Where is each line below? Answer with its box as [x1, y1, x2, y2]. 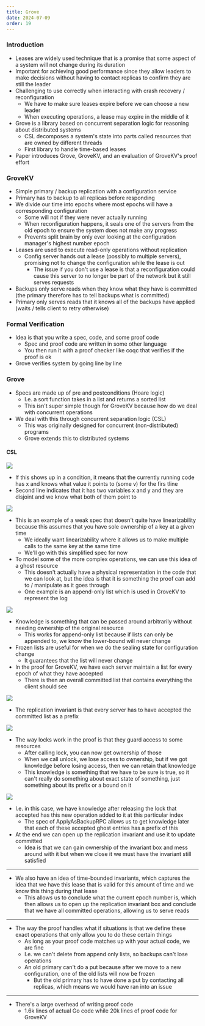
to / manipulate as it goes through [24, 581, 109, 589]
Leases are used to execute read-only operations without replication [15, 246, 187, 253]
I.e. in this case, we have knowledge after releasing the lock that [15, 805, 177, 812]
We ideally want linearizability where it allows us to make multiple [24, 536, 189, 543]
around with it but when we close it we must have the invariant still [24, 850, 192, 857]
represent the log [24, 594, 68, 601]
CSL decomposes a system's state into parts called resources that [24, 132, 191, 139]
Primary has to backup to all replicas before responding [15, 194, 156, 201]
